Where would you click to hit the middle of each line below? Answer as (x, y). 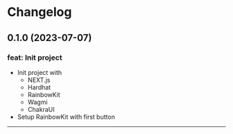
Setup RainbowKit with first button (66, 117)
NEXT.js (39, 80)
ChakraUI (41, 109)
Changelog (40, 12)
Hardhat (39, 87)
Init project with (40, 72)
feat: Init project (35, 58)
